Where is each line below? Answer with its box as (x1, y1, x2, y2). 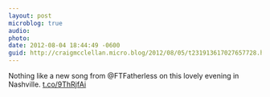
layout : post (8, 11, 52, 20)
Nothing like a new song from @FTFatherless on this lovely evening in (8, 71, 239, 80)
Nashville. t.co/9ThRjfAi (8, 79, 87, 89)
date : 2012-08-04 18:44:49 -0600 (8, 42, 121, 50)
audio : (8, 26, 31, 34)
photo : (8, 34, 31, 42)
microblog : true (8, 19, 63, 27)
